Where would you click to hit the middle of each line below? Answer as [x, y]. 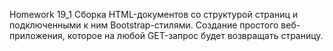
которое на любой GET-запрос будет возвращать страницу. [195, 35]
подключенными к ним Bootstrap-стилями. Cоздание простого [144, 25]
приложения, [37, 35]
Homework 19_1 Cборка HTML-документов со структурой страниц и [154, 14]
